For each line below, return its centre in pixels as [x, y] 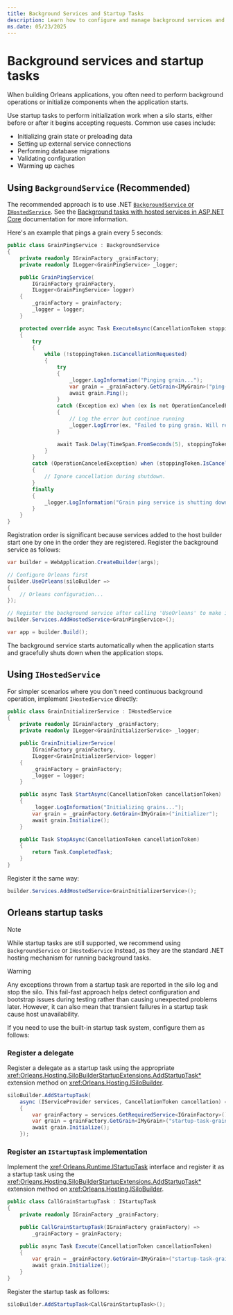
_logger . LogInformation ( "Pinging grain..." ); [136, 380]
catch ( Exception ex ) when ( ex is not [113, 406]
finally [43, 489]
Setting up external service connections [74, 144]
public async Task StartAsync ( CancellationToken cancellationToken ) [121, 795]
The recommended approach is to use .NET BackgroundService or [101, 205]
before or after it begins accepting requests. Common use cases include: [112, 123]
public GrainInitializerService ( [68, 743]
